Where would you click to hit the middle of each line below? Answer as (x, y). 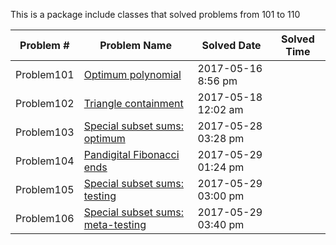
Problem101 (45, 74)
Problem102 (45, 103)
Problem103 (45, 132)
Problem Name (135, 45)
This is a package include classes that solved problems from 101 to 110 (155, 14)
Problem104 (45, 161)
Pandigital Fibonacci (131, 154)
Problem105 (45, 189)
